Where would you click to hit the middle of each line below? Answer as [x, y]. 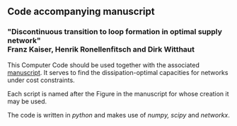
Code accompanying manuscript [81, 12]
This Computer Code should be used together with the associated [104, 65]
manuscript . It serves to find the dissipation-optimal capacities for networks [118, 72]
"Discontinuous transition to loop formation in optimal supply [115, 32]
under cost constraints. [41, 80]
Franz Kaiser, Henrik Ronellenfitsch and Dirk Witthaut [101, 50]
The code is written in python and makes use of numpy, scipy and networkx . [118, 115]
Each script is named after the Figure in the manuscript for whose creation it [118, 93]
